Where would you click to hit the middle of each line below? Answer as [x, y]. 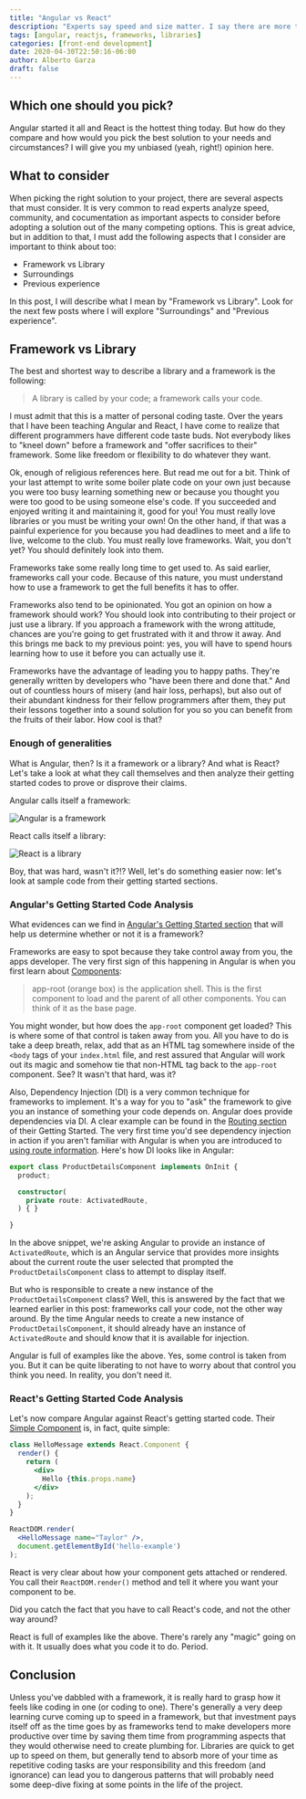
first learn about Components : [66, 971]
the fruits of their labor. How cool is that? [86, 720]
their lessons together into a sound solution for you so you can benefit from [151, 710]
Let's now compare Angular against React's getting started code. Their [143, 1418]
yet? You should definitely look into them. [87, 550]
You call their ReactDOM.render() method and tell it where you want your [144, 1582]
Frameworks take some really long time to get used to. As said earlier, [140, 568]
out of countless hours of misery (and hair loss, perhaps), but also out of [146, 691]
